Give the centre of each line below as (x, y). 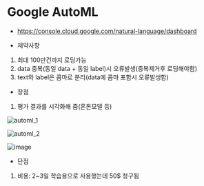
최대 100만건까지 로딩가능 (52, 60)
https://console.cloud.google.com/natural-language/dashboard (107, 31)
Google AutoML (53, 12)
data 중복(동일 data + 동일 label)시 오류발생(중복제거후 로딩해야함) (107, 68)
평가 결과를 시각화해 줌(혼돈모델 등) (64, 106)
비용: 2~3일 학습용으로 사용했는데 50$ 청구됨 (78, 176)
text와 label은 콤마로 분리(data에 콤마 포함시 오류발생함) (93, 77)
